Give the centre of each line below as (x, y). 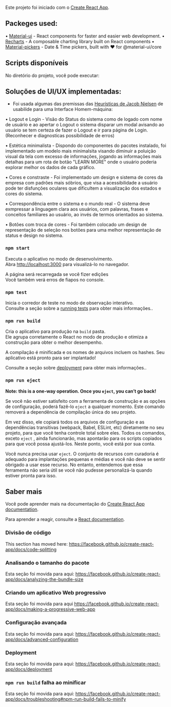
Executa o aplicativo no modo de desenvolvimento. (59, 258)
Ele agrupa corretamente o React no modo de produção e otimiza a (77, 337)
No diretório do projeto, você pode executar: (52, 75)
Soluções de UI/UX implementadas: (63, 92)
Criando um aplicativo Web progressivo (56, 592)
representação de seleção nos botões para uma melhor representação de (83, 230)
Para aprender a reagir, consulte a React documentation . (65, 519)
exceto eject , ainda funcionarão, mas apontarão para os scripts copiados (84, 438)
